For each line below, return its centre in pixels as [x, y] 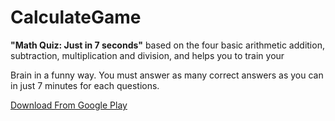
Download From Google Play [69, 105]
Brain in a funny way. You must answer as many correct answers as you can [167, 75]
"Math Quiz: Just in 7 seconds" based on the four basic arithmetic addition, [167, 45]
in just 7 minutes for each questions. [85, 85]
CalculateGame [76, 17]
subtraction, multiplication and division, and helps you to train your [147, 55]
